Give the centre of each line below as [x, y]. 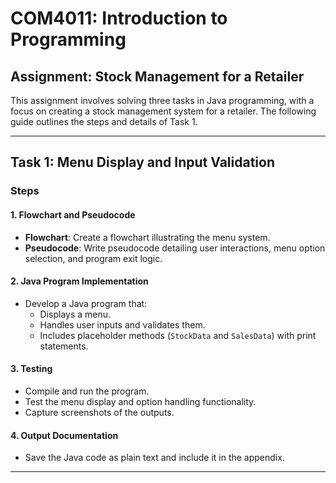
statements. [64, 346]
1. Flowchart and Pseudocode [73, 214]
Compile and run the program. [87, 391]
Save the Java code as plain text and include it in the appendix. [154, 458]
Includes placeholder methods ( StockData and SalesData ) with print [178, 335]
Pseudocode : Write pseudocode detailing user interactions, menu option [175, 248]
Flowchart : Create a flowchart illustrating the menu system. [147, 237]
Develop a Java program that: [86, 303]
